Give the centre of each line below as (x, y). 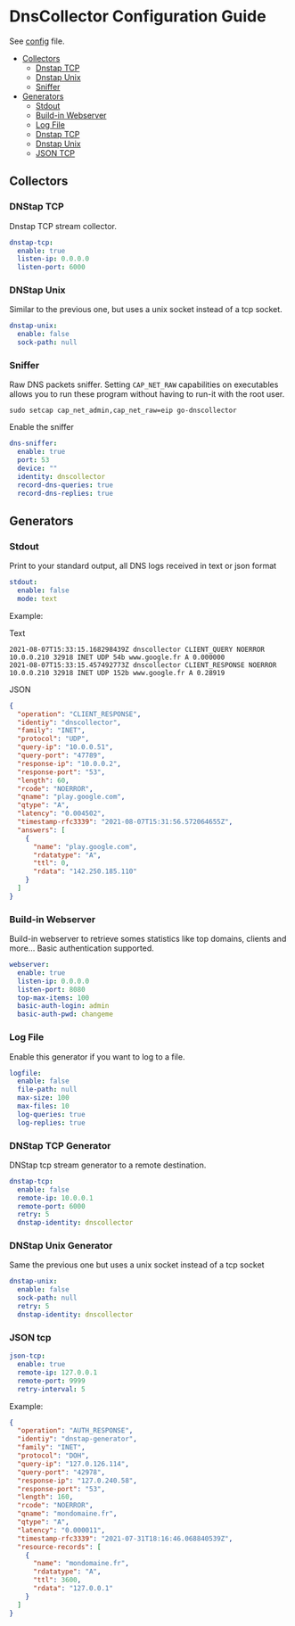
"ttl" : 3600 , (57, 1581)
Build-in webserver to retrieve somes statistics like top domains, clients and (148, 939)
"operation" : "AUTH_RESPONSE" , (75, 1431)
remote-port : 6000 (52, 1206)
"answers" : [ (41, 830)
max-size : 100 (43, 1098)
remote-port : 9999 (52, 1381)
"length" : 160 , (45, 1497)
